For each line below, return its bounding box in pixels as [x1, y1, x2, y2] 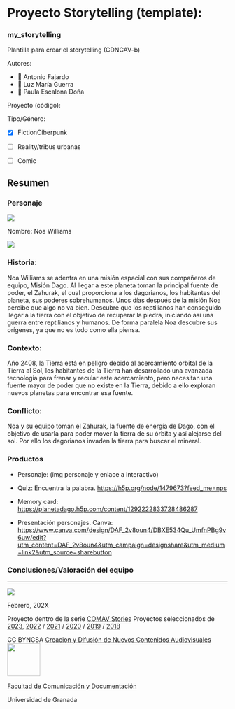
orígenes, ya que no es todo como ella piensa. [7, 325, 141, 334]
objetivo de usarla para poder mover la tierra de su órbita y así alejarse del [7, 429, 222, 438]
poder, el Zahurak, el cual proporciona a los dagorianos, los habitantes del [7, 288, 221, 296]
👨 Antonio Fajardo [17, 73, 69, 81]
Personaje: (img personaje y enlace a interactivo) [17, 470, 159, 478]
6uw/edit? [17, 533, 47, 541]
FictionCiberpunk [17, 128, 68, 137]
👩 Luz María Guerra [17, 80, 74, 89]
